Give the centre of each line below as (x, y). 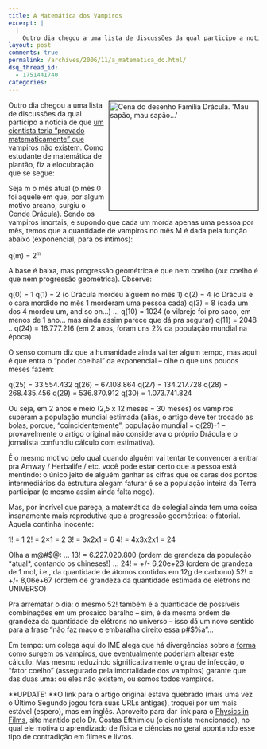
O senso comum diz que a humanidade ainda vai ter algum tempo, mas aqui (132, 352)
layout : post (30, 45)
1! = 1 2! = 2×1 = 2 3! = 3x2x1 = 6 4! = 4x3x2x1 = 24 (92, 539)
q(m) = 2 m (25, 255)
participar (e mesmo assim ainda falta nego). (81, 492)
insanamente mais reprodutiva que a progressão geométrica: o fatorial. (124, 516)
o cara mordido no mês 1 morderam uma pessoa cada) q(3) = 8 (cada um (128, 303)
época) (20, 337)
